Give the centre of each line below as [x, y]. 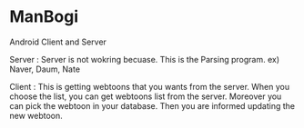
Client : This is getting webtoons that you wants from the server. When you [149, 86]
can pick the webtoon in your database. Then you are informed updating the [152, 105]
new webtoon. [36, 115]
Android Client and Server [58, 42]
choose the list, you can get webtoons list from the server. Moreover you [146, 96]
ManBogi [44, 17]
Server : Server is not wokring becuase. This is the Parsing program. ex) [145, 59]
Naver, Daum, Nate [45, 69]
